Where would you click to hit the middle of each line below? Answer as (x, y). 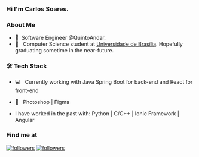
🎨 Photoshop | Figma (42, 102)
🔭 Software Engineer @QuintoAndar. (60, 38)
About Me (21, 24)
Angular (25, 120)
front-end (27, 90)
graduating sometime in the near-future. (64, 51)
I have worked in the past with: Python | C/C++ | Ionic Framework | (97, 113)
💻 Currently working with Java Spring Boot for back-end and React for (104, 81)
